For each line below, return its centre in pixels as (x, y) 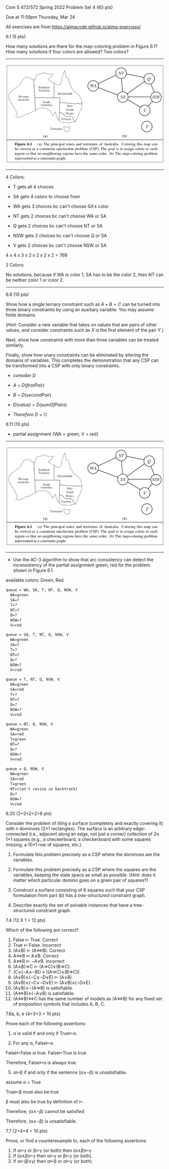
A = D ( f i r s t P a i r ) (29, 385)
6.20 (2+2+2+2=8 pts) (29, 813)
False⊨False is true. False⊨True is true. (47, 1053)
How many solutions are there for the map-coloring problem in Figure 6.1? (82, 46)
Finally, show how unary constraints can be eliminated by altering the (77, 355)
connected (17, 834)
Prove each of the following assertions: (46, 1023)
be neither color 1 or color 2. (35, 280)
